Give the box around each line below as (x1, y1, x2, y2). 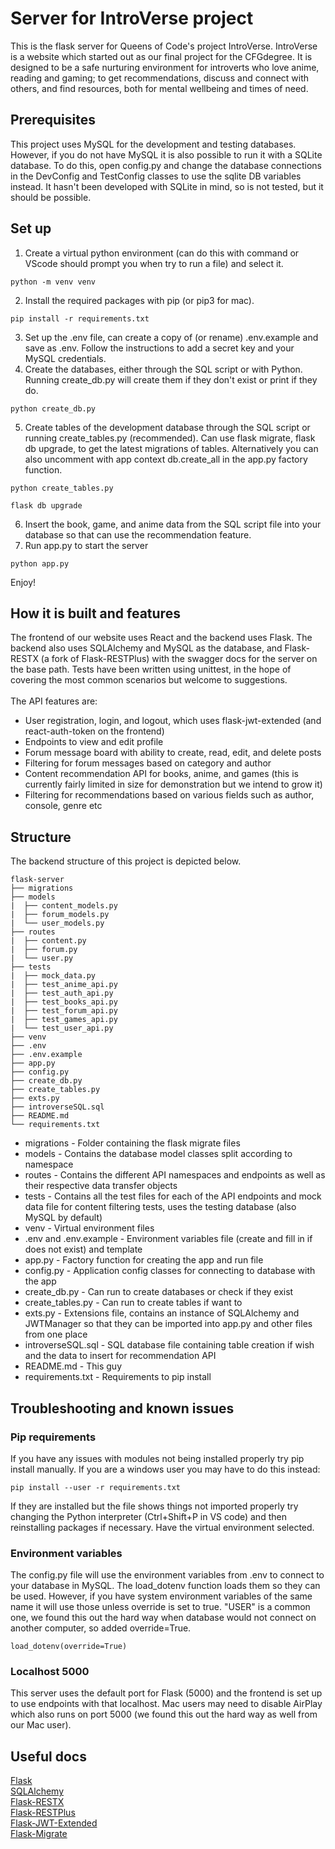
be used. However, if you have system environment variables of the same (10, 1590, 313, 1602)
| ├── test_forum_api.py (10, 1006, 118, 1016)
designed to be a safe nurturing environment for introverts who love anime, (10, 61, 320, 73)
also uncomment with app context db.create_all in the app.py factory (24, 453, 308, 465)
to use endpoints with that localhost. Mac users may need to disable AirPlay (10, 1698, 323, 1710)
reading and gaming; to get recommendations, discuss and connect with (10, 72, 310, 84)
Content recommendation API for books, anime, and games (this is (24, 768, 299, 780)
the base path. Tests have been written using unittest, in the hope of (10, 663, 292, 676)
